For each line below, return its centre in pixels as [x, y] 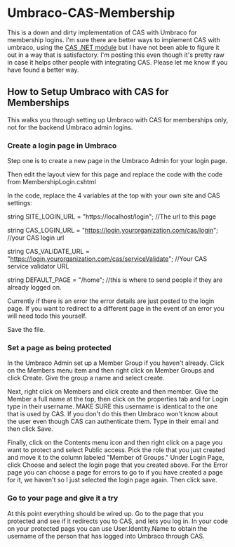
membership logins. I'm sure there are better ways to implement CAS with [114, 39]
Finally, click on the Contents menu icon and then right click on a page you [115, 443]
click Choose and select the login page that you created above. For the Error [117, 465]
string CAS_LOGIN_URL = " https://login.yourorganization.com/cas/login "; [113, 231]
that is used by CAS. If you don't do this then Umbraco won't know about [113, 414]
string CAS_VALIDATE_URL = [48, 252]
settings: [20, 203]
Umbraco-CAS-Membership [91, 13]
